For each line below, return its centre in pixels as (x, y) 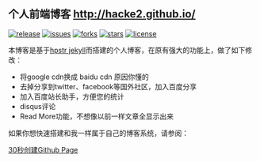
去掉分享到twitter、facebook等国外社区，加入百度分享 (108, 86)
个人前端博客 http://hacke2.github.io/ (102, 14)
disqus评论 (38, 106)
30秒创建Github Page (43, 149)
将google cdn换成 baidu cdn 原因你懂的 (84, 77)
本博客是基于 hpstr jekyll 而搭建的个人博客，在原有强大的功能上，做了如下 (127, 50)
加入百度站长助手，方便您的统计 (72, 96)
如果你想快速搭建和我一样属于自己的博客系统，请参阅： (98, 133)
